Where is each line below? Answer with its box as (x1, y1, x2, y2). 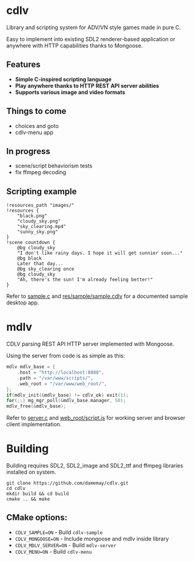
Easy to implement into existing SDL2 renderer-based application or (6, 35, 176, 42)
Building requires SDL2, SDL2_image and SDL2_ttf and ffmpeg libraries (6, 462, 184, 469)
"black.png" (17, 213, 47, 219)
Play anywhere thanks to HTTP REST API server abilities (15, 82, 159, 89)
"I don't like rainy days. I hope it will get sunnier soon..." (17, 250, 183, 257)
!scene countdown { (6, 240, 56, 246)
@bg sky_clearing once (17, 266, 75, 272)
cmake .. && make (6, 496, 50, 502)
